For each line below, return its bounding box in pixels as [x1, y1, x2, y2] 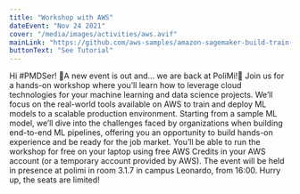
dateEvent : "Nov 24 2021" [9, 21, 105, 30]
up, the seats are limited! [9, 174, 100, 185]
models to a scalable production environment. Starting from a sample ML [9, 109, 278, 119]
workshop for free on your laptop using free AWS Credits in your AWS [9, 146, 266, 157]
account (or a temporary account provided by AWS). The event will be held [9, 156, 285, 166]
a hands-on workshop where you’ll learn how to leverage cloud [9, 80, 242, 91]
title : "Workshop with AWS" [9, 12, 114, 22]
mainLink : [9, 37, 46, 47]
